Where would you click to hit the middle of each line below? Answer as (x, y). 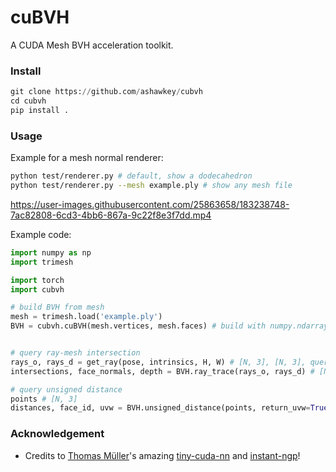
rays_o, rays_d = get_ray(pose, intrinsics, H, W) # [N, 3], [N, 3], (158, 362)
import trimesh (42, 262)
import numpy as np (51, 252)
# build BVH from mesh (57, 307)
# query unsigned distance (66, 389)
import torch (37, 280)
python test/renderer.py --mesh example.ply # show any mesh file (151, 186)
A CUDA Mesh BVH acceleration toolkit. (92, 45)
